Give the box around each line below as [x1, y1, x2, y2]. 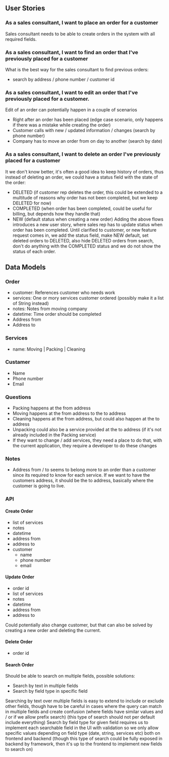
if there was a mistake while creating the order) [12, 122, 111, 128]
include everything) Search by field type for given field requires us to [5, 720, 149, 726]
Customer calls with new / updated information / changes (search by [12, 128, 155, 134]
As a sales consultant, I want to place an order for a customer [5, 19, 158, 26]
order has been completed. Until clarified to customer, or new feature [12, 227, 157, 233]
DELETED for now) [12, 200, 51, 206]
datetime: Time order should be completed [12, 311, 102, 317]
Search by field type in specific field [12, 688, 88, 694]
